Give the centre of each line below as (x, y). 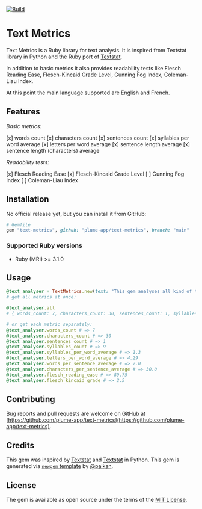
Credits (20, 445)
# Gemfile (19, 225)
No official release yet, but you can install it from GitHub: (76, 214)
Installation (28, 199)
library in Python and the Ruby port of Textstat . (64, 57)
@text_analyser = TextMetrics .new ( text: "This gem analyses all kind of (99, 292)
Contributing (31, 399)
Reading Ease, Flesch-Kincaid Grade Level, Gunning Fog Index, (85, 75)
